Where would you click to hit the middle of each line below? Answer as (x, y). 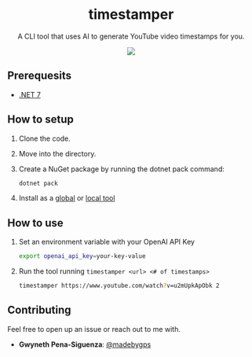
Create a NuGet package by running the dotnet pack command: (121, 169)
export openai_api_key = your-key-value (82, 256)
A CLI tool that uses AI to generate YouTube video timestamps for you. (131, 36)
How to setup (40, 120)
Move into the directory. (57, 153)
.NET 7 (29, 94)
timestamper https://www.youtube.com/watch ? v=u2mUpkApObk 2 (119, 286)
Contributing (39, 310)
